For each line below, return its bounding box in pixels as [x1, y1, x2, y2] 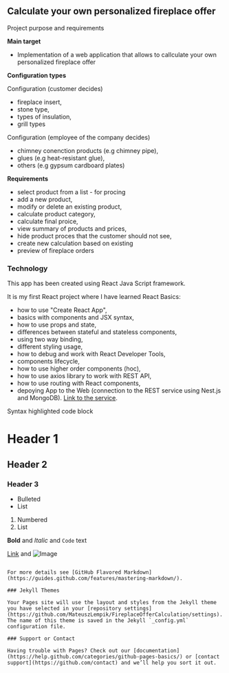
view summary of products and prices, [17, 224, 127, 233]
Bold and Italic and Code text [7, 536, 87, 544]
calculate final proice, [17, 217, 78, 225]
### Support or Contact [7, 635, 76, 642]
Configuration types [7, 71, 67, 79]
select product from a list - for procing [17, 187, 126, 196]
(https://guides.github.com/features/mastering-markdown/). [7, 574, 184, 581]
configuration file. [7, 623, 67, 630]
